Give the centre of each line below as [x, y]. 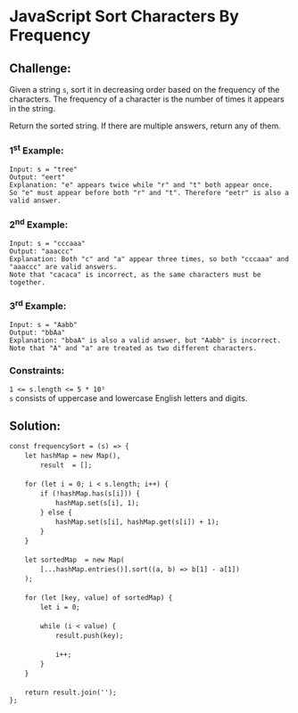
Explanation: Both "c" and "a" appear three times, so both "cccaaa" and [149, 259]
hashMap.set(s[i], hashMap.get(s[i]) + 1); [137, 522]
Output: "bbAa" [37, 333]
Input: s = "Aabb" [43, 325]
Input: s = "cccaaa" [48, 243]
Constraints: [37, 371]
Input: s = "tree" [43, 169]
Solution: [35, 426]
